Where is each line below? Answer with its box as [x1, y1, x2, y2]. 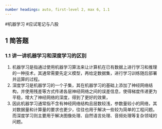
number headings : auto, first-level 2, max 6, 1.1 [5, 7, 110, 12]
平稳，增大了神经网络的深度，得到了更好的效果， [12, 95, 110, 100]
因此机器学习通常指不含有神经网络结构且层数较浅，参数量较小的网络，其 [12, 100, 157, 107]
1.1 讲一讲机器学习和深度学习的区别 [5, 52, 87, 59]
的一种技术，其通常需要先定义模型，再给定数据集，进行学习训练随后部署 [12, 70, 157, 76]
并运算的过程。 [12, 76, 42, 82]
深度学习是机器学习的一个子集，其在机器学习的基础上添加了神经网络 [12, 82, 149, 88]
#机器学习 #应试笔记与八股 [5, 21, 59, 27]
